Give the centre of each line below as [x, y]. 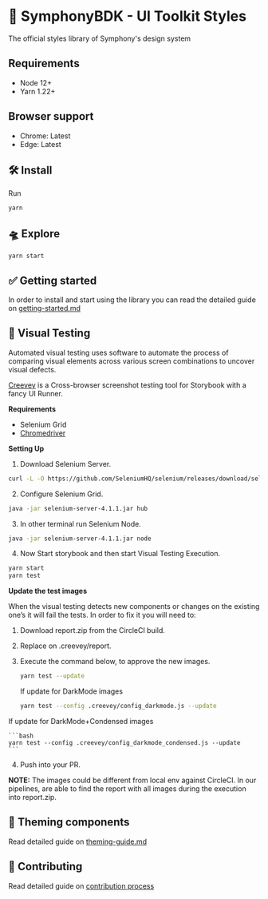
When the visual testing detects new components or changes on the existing [134, 607]
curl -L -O [26, 479]
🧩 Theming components [69, 822]
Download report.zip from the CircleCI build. [93, 630]
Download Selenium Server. [65, 463]
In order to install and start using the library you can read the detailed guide [132, 300]
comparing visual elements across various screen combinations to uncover [132, 361]
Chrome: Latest [45, 136]
